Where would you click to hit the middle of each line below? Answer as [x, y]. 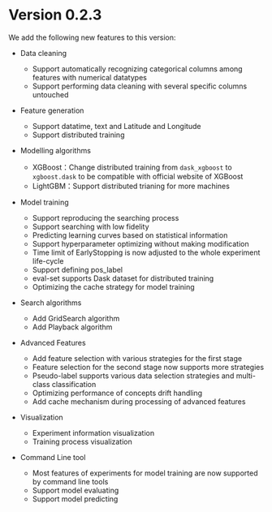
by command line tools [70, 481]
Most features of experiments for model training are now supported [145, 473]
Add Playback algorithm [72, 327]
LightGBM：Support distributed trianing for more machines [131, 186]
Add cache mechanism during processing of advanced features [139, 401]
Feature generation [52, 110]
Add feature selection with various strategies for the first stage [137, 358]
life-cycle [48, 260]
